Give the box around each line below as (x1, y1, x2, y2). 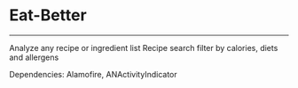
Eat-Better (9, 5, 87, 26)
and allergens (9, 52, 59, 62)
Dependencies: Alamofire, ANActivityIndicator (9, 69, 177, 79)
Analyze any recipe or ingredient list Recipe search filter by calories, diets (9, 42, 278, 53)
